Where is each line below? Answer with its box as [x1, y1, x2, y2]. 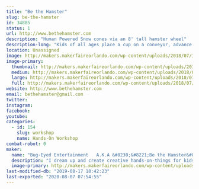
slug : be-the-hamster [6, 14, 60, 20]
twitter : [6, 97, 28, 102]
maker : [6, 146, 23, 152]
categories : [6, 119, 36, 125]
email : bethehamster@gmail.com [6, 91, 84, 97]
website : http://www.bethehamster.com [6, 86, 102, 92]
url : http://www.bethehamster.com [6, 31, 92, 37]
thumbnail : [11, 63, 38, 70]
